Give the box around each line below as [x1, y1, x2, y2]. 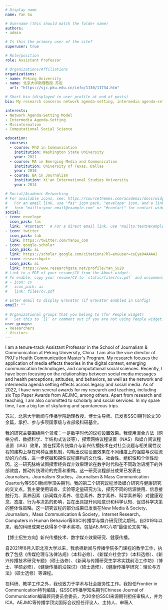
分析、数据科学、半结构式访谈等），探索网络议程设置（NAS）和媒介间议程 [9, 436, 161, 442]
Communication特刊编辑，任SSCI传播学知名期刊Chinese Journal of [5, 587, 144, 593]
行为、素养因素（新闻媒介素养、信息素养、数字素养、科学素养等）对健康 [9, 492, 158, 498]
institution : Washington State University [14, 150, 104, 155]
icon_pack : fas [9, 219, 41, 224]
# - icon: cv [5, 280, 32, 285]
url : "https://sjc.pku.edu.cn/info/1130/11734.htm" [9, 86, 120, 91]
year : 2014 [14, 182, 37, 187]
